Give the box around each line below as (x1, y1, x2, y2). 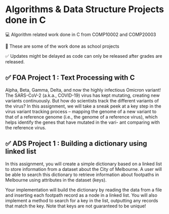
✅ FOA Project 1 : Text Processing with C (5, 74, 135, 82)
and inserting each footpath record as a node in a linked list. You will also (5, 192, 158, 198)
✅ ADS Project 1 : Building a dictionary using (5, 139, 147, 148)
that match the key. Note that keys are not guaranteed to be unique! (5, 203, 146, 209)
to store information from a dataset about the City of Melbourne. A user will (5, 166, 162, 172)
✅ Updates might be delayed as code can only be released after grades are (5, 53, 162, 59)
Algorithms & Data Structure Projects (5, 4, 164, 15)
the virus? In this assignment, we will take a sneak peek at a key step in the (5, 103, 161, 109)
